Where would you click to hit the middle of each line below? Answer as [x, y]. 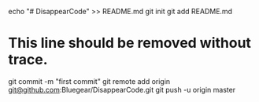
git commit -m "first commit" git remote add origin [89, 81]
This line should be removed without [130, 43]
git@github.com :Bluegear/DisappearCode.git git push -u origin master [122, 89]
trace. [28, 60]
